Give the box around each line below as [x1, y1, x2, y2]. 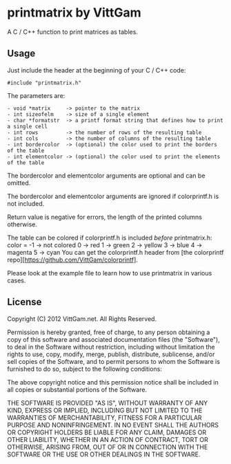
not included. [7, 199, 45, 208]
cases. [7, 276, 26, 284]
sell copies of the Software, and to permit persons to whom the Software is [7, 357, 221, 365]
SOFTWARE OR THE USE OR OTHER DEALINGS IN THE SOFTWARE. [7, 450, 201, 458]
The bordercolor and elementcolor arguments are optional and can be [7, 171, 205, 180]
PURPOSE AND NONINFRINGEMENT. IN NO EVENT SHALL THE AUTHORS [7, 420, 219, 429]
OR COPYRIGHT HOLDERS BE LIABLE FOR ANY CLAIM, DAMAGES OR [7, 428, 207, 436]
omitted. [7, 178, 31, 187]
